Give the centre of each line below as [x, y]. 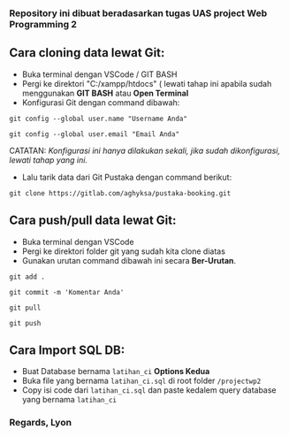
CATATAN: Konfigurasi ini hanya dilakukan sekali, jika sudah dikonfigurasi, [145, 150]
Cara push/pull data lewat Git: [93, 221]
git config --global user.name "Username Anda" [99, 119]
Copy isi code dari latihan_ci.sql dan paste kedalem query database [149, 390]
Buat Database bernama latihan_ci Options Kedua [116, 372]
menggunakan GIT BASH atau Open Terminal [105, 93]
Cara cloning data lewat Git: [87, 53]
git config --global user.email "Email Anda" [94, 134]
